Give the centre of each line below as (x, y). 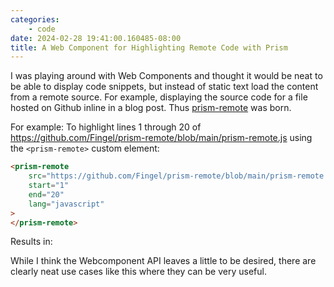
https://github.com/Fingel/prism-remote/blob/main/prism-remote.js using (161, 138)
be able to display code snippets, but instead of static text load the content (164, 87)
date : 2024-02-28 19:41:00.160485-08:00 (96, 38)
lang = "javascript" (66, 204)
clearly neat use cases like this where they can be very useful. (138, 272)
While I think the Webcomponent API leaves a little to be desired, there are (163, 261)
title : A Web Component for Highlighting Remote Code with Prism (149, 47)
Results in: (31, 242)
